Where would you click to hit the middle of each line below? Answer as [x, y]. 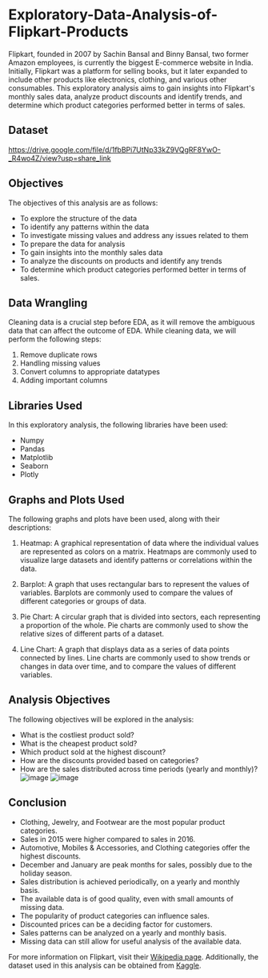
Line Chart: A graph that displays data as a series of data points [124, 649]
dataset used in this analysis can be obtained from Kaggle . [105, 965]
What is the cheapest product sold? [78, 743]
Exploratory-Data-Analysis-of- [113, 15]
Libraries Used [45, 405]
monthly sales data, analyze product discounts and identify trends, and [125, 96]
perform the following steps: [55, 339]
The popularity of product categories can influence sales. [114, 915]
